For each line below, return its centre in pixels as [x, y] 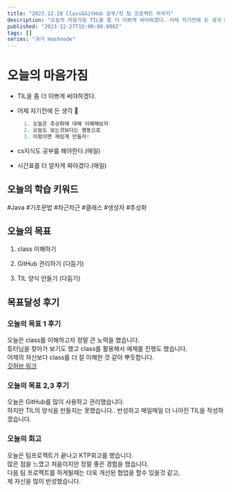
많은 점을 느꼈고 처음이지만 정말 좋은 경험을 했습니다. [78, 464]
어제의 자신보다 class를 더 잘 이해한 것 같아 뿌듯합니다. [81, 357]
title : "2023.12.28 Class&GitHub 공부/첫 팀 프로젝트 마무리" [90, 13]
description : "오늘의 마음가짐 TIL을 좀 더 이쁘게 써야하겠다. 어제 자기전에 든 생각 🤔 [117, 20]
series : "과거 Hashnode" [41, 39]
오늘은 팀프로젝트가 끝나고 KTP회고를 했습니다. [70, 455]
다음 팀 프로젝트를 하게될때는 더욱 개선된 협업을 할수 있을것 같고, [94, 472]
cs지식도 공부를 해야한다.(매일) [59, 151]
